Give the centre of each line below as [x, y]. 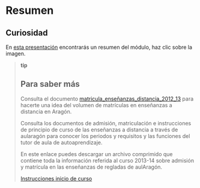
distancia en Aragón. [46, 111]
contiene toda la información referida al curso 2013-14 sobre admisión [107, 160]
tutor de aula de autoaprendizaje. [61, 142]
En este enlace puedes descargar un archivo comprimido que [96, 154]
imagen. [16, 54]
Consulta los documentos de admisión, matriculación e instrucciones [106, 123]
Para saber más [50, 84]
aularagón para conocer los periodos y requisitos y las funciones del [105, 136]
